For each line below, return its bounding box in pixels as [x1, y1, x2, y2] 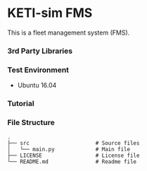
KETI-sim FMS [7, 5, 93, 21]
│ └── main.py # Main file [7, 146, 131, 153]
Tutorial [7, 99, 34, 109]
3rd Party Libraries [7, 46, 72, 56]
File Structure [7, 118, 55, 127]
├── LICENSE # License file [7, 152, 140, 160]
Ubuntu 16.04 [17, 81, 57, 90]
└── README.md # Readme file [7, 158, 137, 165]
